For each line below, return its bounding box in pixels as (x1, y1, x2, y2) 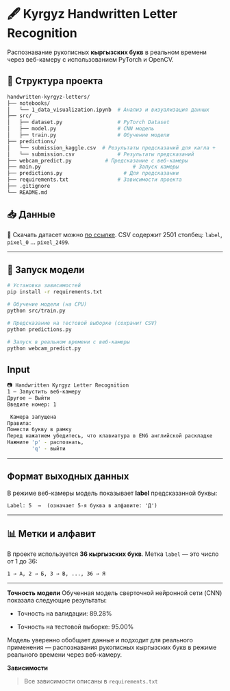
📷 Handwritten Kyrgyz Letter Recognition (7, 382, 129, 389)
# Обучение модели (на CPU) (7, 301, 88, 308)
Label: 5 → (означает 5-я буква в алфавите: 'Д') (7, 502, 157, 509)
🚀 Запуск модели (7, 264, 85, 276)
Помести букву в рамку (7, 426, 72, 433)
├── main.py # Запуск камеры (7, 163, 179, 171)
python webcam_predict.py (7, 345, 81, 352)
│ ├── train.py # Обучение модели (7, 132, 170, 138)
